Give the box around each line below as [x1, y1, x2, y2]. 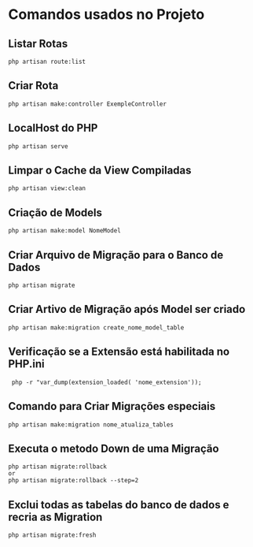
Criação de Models [8, 206, 103, 219]
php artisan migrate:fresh [8, 531, 97, 539]
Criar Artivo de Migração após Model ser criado [8, 303, 246, 316]
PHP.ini [8, 357, 45, 371]
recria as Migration [8, 510, 103, 523]
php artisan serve [8, 142, 68, 151]
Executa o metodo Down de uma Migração [8, 441, 219, 455]
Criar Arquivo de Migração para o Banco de [8, 248, 224, 262]
